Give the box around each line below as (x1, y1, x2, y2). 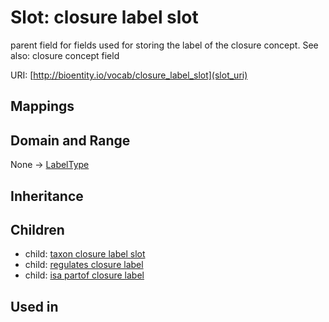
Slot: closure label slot (10, 6, 199, 29)
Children (10, 221, 65, 238)
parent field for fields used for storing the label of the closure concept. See (10, 39, 319, 51)
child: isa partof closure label (24, 269, 145, 281)
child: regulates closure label (24, 259, 144, 271)
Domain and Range (10, 132, 131, 149)
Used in (10, 298, 59, 315)
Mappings (10, 98, 75, 115)
